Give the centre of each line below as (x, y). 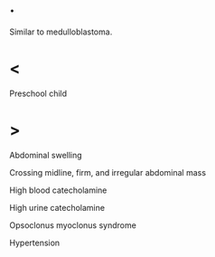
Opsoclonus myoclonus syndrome (73, 225)
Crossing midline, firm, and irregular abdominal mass (107, 172)
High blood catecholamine (58, 190)
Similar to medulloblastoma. (61, 32)
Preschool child (38, 93)
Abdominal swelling (46, 155)
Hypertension (35, 243)
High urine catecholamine (57, 207)
